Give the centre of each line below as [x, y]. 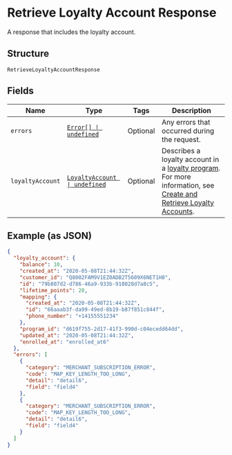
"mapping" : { [38, 297]
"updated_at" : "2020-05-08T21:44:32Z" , [77, 335]
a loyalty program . [191, 168]
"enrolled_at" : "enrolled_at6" [65, 342]
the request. [182, 139]
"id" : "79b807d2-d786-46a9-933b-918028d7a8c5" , [89, 284]
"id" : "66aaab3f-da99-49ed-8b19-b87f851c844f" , [95, 310]
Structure [28, 54]
